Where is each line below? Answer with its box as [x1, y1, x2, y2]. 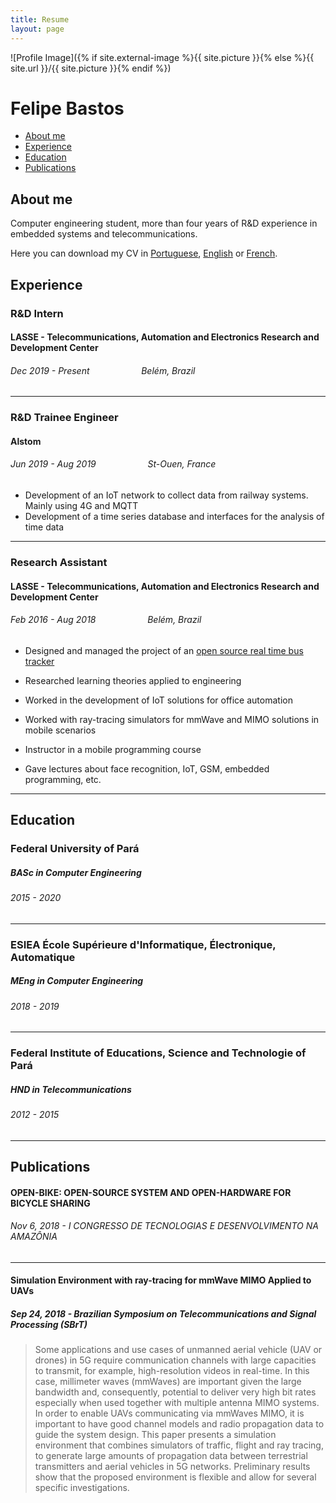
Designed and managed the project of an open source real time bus [24, 644, 304, 656]
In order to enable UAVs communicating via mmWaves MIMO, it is [34, 1407, 305, 1420]
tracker [24, 655, 55, 667]
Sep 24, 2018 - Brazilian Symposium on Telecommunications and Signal [10, 1308, 317, 1320]
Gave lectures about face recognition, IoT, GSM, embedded [24, 762, 270, 775]
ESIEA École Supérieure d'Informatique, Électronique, [10, 937, 277, 951]
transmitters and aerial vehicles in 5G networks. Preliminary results [34, 1461, 311, 1473]
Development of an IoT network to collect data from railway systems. [24, 489, 309, 501]
